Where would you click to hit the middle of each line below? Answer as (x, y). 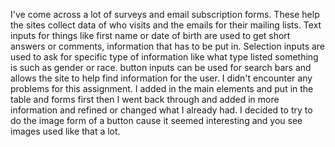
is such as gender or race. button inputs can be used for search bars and (161, 67)
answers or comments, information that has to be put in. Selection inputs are (168, 46)
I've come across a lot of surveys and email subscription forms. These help (165, 14)
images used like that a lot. (65, 131)
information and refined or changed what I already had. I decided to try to (161, 110)
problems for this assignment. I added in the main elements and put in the (162, 88)
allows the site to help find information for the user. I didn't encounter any (161, 78)
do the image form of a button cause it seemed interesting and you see (156, 120)
